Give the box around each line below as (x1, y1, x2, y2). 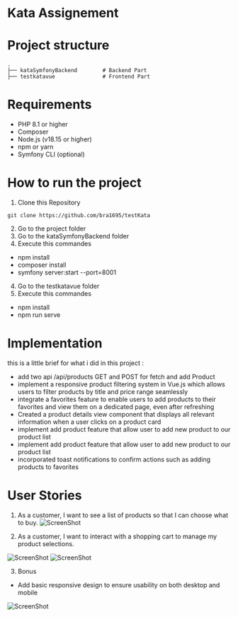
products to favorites (17, 462, 79, 471)
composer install (17, 260, 67, 269)
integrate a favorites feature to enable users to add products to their (17, 395, 216, 403)
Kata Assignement (7, 5, 119, 21)
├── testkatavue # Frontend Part (7, 73, 151, 81)
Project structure (7, 38, 110, 54)
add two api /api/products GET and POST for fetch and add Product (17, 372, 215, 381)
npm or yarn (17, 143, 54, 151)
